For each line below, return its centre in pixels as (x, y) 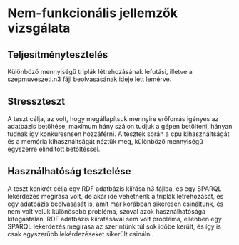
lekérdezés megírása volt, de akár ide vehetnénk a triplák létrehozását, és (116, 196)
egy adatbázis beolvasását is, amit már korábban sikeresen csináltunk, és (116, 204)
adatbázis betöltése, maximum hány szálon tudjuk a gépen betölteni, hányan (120, 126)
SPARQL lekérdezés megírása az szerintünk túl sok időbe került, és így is (114, 226)
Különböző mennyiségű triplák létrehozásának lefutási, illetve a (100, 72)
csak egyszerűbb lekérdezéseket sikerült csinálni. (81, 234)
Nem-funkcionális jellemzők (93, 13)
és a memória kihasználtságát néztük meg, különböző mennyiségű (105, 141)
